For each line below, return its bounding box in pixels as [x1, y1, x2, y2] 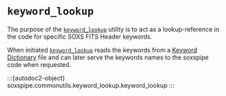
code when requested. [7, 60, 71, 68]
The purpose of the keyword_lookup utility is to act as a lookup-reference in [7, 25, 219, 33]
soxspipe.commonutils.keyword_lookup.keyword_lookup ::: [7, 81, 174, 89]
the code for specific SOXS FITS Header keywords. [7, 32, 153, 41]
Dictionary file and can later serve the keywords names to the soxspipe [7, 53, 209, 61]
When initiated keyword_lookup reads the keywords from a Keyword [7, 46, 198, 54]
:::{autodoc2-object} [7, 74, 65, 82]
